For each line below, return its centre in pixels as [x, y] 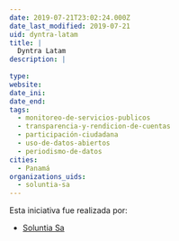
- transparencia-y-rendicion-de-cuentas [94, 127]
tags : [19, 110]
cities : [24, 160]
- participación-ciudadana [68, 135]
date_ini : [28, 93]
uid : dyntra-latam [44, 34]
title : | [26, 43]
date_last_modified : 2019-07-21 [70, 26]
